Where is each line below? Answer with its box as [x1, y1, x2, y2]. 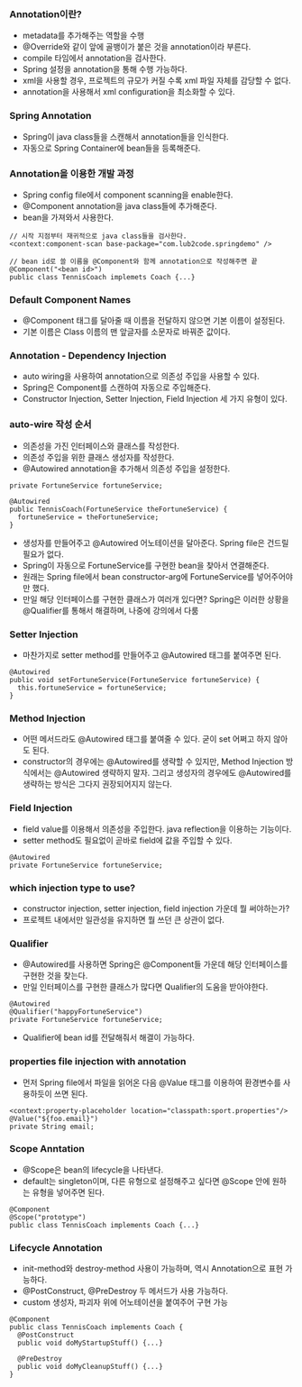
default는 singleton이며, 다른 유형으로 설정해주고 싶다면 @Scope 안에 [22, 1175, 270, 1186]
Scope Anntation [9, 1143, 86, 1155]
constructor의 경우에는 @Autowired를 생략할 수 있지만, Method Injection [22, 756, 284, 767]
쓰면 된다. [53, 1088, 88, 1099]
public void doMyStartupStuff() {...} [17, 1338, 164, 1348]
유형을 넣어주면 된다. [32, 1187, 105, 1198]
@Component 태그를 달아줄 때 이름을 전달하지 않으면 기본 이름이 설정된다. [22, 315, 286, 326]
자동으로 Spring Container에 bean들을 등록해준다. [22, 142, 201, 153]
